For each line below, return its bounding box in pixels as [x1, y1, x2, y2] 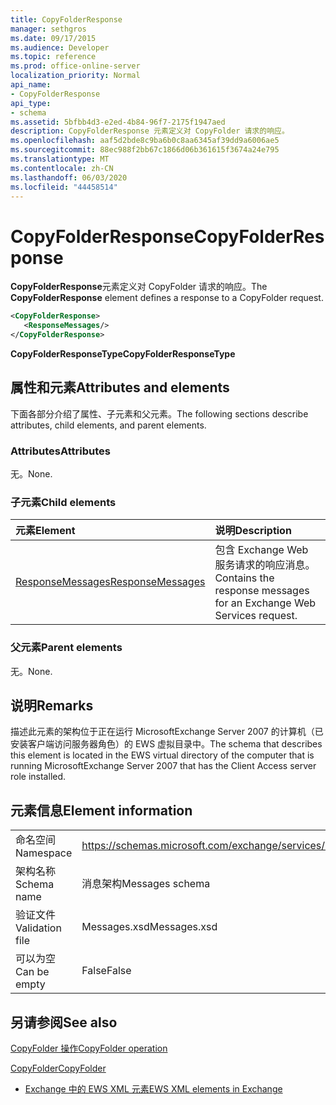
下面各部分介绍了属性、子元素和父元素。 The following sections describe [10, 407, 309, 420]
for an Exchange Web [214, 596, 317, 610]
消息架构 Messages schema [81, 877, 211, 891]
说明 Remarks [10, 697, 94, 715]
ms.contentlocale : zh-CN [10, 163, 114, 173]
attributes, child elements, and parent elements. [10, 419, 207, 431]
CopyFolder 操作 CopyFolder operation [10, 1042, 168, 1055]
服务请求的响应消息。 [214, 558, 316, 572]
